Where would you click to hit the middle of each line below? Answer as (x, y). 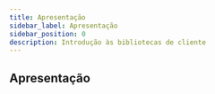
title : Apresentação (48, 17)
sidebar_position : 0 (48, 34)
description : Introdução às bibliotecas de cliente (107, 42)
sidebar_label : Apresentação (64, 26)
